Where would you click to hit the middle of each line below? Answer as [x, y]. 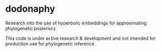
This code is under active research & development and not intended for [80, 38]
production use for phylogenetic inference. [51, 43]
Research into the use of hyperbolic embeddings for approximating [76, 23]
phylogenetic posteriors [31, 28]
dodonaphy [30, 9]
